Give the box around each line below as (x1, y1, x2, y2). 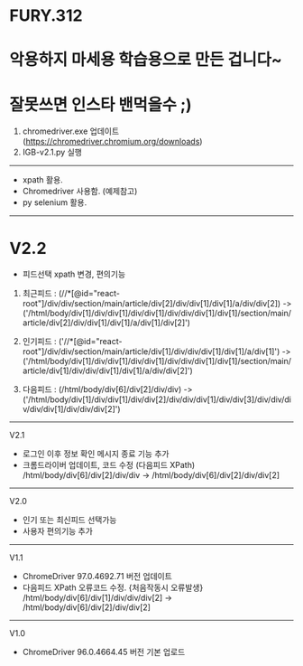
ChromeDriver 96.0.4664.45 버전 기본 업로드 (22, 647, 186, 658)
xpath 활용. (22, 174, 63, 185)
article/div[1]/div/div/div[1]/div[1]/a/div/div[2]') (22, 365, 194, 376)
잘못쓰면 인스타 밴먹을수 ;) (9, 94, 192, 115)
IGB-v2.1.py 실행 (22, 146, 83, 158)
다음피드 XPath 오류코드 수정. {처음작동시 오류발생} (22, 582, 204, 593)
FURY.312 (9, 5, 83, 26)
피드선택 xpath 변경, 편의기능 (22, 268, 126, 280)
